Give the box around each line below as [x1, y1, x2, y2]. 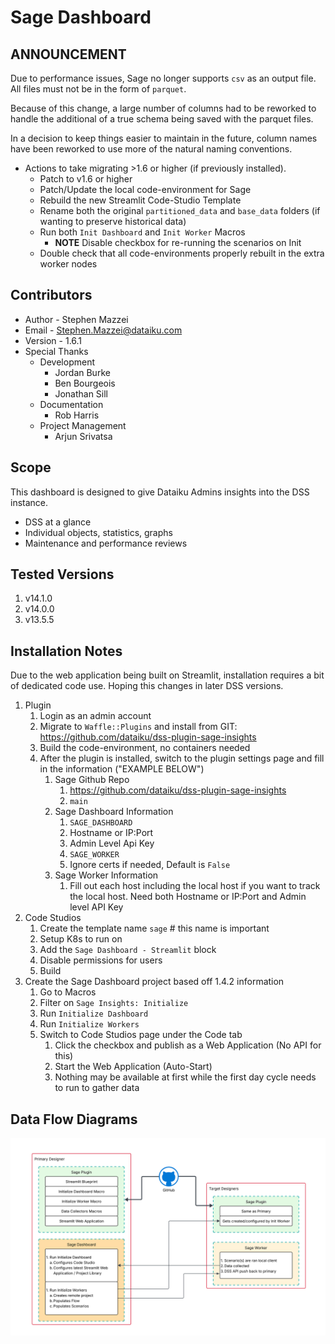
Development [39, 356, 95, 368]
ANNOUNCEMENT [10, 46, 127, 63]
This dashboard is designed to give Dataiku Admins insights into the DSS [10, 486, 310, 498]
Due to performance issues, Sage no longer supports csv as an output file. [10, 72, 317, 84]
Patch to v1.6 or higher [39, 173, 133, 185]
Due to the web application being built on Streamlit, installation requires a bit [10, 669, 325, 681]
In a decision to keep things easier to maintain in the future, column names [10, 132, 318, 144]
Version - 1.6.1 [24, 334, 83, 346]
